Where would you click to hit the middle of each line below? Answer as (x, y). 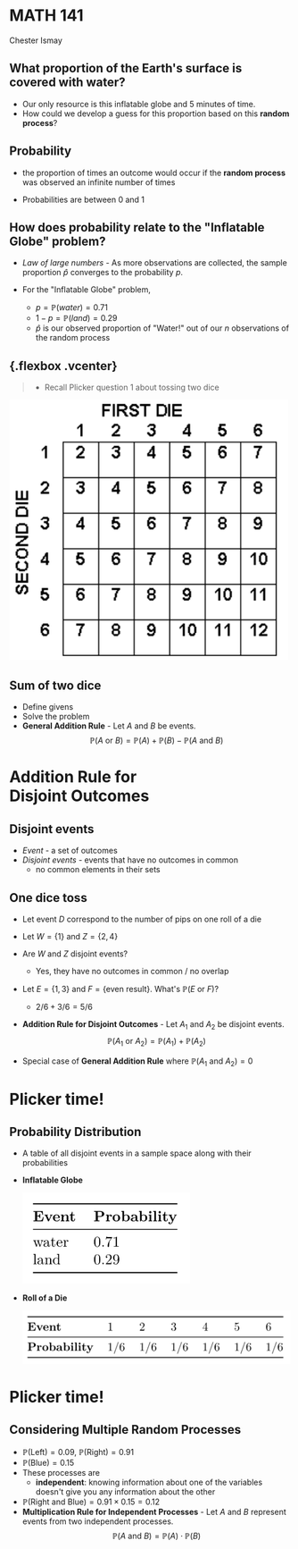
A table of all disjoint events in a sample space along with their (137, 1153)
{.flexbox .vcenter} (63, 366)
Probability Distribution (75, 1132)
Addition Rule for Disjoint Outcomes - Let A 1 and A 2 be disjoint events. (153, 1025)
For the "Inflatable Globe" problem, (87, 290)
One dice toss (48, 898)
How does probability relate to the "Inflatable (137, 227)
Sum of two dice (55, 685)
